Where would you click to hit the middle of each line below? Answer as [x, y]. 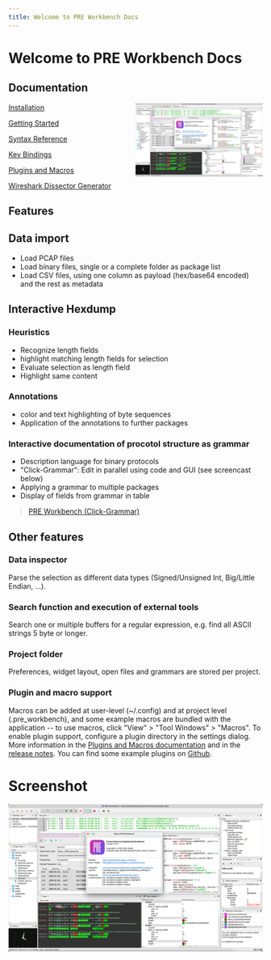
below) [31, 479]
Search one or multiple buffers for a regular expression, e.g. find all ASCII [130, 625]
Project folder [35, 654]
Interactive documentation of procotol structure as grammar [129, 443]
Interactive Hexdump [63, 309]
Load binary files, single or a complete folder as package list [120, 266]
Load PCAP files [47, 258]
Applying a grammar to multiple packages [90, 487]
